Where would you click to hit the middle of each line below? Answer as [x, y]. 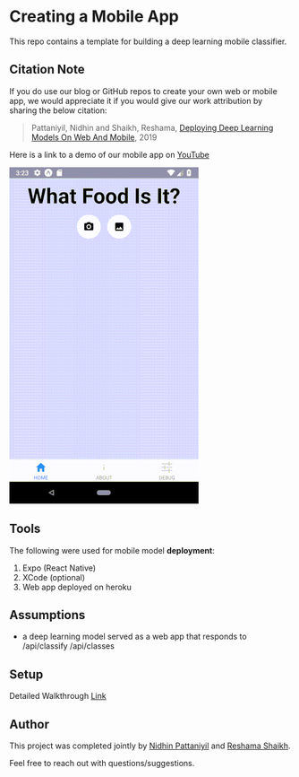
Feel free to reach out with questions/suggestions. [102, 763]
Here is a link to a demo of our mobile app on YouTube [110, 154]
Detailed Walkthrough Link [58, 696]
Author [29, 724]
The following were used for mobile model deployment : [112, 550]
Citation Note [47, 70]
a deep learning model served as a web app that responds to [135, 637]
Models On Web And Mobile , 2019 [94, 137]
